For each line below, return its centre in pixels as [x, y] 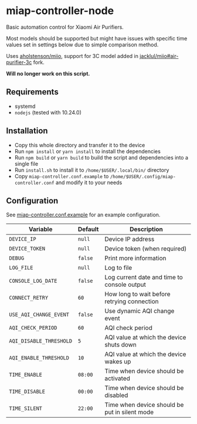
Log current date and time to [144, 277]
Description [146, 229]
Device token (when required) [146, 249]
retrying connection [132, 301]
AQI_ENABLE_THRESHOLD [39, 358]
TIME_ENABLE [26, 375]
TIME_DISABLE [27, 392]
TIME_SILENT [26, 408]
